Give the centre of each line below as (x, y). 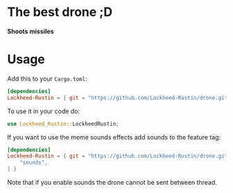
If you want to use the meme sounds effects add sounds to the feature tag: (114, 137)
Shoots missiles (31, 31)
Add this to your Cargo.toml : (48, 78)
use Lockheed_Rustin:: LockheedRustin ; (63, 124)
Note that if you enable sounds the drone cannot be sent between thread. (112, 182)
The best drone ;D (60, 12)
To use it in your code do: (44, 111)
